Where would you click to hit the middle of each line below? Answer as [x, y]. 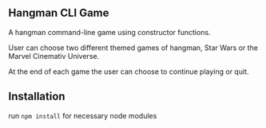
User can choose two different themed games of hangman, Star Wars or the [133, 48]
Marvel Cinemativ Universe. [54, 56]
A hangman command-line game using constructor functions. [109, 32]
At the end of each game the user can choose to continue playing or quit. [129, 72]
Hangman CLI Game [59, 13]
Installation [37, 97]
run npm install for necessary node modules [83, 115]
